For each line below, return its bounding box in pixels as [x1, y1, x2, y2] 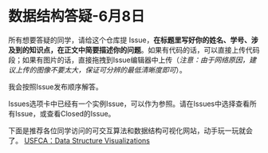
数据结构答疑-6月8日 [8, 7, 145, 25]
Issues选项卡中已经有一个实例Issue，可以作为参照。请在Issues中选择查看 [8, 99, 250, 108]
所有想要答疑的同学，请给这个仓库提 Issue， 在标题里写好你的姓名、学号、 [8, 35, 251, 45]
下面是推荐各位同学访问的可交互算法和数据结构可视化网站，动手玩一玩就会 [8, 125, 253, 135]
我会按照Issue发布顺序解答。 [8, 81, 103, 92]
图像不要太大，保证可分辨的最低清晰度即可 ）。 [35, 65, 187, 74]
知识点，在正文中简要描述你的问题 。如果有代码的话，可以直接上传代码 [29, 45, 260, 54]
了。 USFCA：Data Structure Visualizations [8, 135, 150, 145]
